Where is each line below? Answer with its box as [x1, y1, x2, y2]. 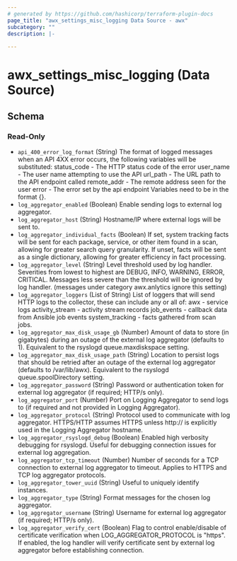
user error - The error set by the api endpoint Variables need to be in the [17, 185, 229, 193]
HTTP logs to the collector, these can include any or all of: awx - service [17, 298, 229, 306]
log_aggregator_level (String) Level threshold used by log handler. [17, 260, 212, 269]
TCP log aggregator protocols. [17, 471, 106, 479]
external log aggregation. [17, 449, 91, 456]
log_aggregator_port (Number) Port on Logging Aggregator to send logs [17, 395, 229, 404]
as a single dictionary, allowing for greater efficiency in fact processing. [17, 253, 226, 261]
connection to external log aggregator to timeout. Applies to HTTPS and [17, 463, 227, 471]
